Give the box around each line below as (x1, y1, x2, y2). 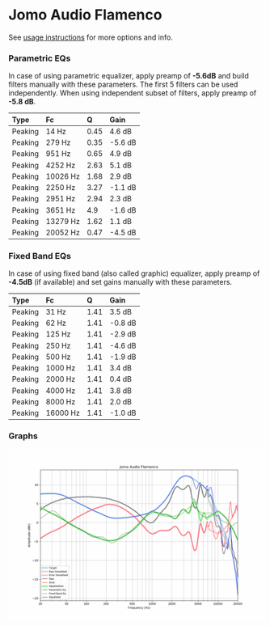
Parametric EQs (8, 53, 71, 64)
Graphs (8, 430, 38, 442)
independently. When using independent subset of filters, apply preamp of (8, 88, 257, 98)
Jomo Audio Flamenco (8, 6, 162, 24)
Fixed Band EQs (8, 250, 71, 261)
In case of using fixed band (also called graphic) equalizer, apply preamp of (8, 269, 260, 278)
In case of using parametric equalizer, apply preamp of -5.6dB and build (8, 71, 249, 81)
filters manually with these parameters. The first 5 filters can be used (8, 79, 238, 90)
